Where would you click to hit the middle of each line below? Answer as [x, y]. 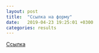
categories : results [32, 28]
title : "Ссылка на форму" [39, 17]
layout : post [22, 11]
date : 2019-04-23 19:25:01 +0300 [50, 22]
